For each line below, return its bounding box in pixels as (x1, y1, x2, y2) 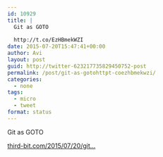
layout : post (7, 56, 46, 63)
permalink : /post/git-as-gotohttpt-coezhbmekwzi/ (7, 69, 157, 76)
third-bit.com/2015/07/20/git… (7, 142, 96, 150)
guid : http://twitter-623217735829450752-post (7, 63, 147, 70)
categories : (7, 75, 42, 83)
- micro (13, 96, 37, 103)
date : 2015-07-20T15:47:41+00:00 (7, 43, 106, 50)
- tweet (13, 102, 37, 109)
